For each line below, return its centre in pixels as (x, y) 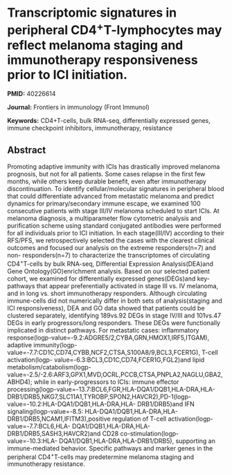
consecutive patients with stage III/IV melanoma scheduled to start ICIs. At (113, 211)
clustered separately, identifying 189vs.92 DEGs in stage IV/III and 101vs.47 (114, 315)
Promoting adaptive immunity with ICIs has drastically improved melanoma (114, 167)
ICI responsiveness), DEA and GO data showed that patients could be (106, 308)
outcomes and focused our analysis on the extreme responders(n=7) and (111, 248)
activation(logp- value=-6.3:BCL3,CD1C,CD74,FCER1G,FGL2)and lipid (106, 360)
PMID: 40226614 (32, 94)
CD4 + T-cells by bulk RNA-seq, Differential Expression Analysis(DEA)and (110, 263)
